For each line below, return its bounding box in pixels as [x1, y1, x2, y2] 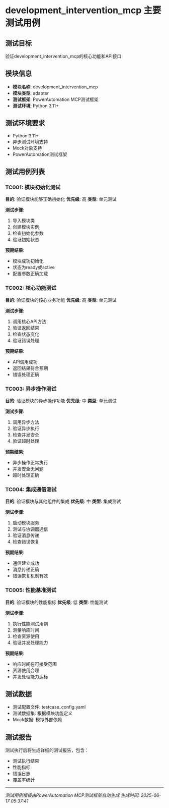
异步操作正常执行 [12, 459, 48, 465]
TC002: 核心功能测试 [5, 285, 57, 292]
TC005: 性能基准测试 [5, 586, 57, 594]
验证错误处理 [12, 337, 39, 343]
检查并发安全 [12, 432, 39, 438]
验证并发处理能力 [12, 639, 48, 645]
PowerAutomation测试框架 [12, 151, 67, 157]
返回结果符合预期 [12, 365, 48, 371]
